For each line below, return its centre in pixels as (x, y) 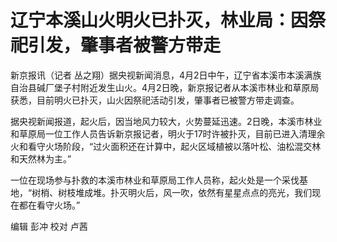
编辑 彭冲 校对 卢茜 (49, 226)
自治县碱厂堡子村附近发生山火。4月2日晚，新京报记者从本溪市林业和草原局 (165, 87)
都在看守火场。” (49, 205)
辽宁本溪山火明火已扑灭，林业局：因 (159, 20)
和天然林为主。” (41, 158)
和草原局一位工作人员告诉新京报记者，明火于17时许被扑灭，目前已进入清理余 (168, 133)
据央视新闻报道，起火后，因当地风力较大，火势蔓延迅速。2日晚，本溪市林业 (166, 121)
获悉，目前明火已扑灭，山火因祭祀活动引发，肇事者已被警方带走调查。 (155, 100)
